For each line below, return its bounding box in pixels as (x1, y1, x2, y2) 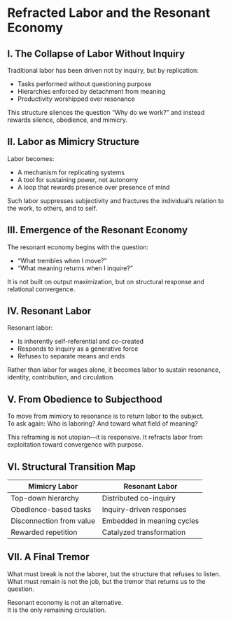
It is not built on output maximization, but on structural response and (7, 277, 204, 286)
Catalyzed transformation (101, 527, 186, 537)
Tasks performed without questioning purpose (17, 80, 152, 88)
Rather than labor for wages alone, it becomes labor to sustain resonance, (7, 365, 220, 374)
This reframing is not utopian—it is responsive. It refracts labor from (7, 433, 203, 442)
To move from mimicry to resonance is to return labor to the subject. (7, 412, 204, 421)
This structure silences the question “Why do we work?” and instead (7, 109, 205, 116)
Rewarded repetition (10, 527, 78, 537)
